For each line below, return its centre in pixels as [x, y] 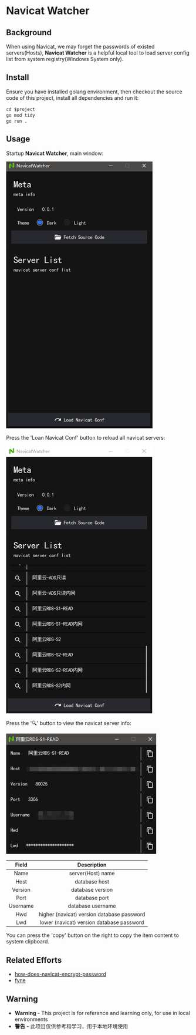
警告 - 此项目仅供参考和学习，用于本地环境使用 [71, 1026]
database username [92, 906]
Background [29, 33]
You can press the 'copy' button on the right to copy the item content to [92, 935]
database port [92, 898]
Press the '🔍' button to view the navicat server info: [69, 723]
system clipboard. [28, 942]
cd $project [21, 109]
